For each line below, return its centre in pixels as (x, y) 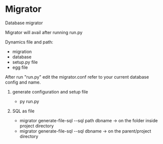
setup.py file (25, 62)
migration (22, 51)
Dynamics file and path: (29, 42)
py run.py (29, 101)
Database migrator (24, 23)
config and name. (23, 82)
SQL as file (23, 111)
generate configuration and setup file (50, 92)
